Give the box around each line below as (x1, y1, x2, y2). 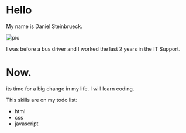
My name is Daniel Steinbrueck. (6, 23, 83, 30)
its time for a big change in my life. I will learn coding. (6, 85, 135, 92)
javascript (14, 120, 39, 127)
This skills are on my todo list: (6, 96, 78, 103)
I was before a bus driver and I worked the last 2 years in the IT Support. (6, 45, 181, 52)
